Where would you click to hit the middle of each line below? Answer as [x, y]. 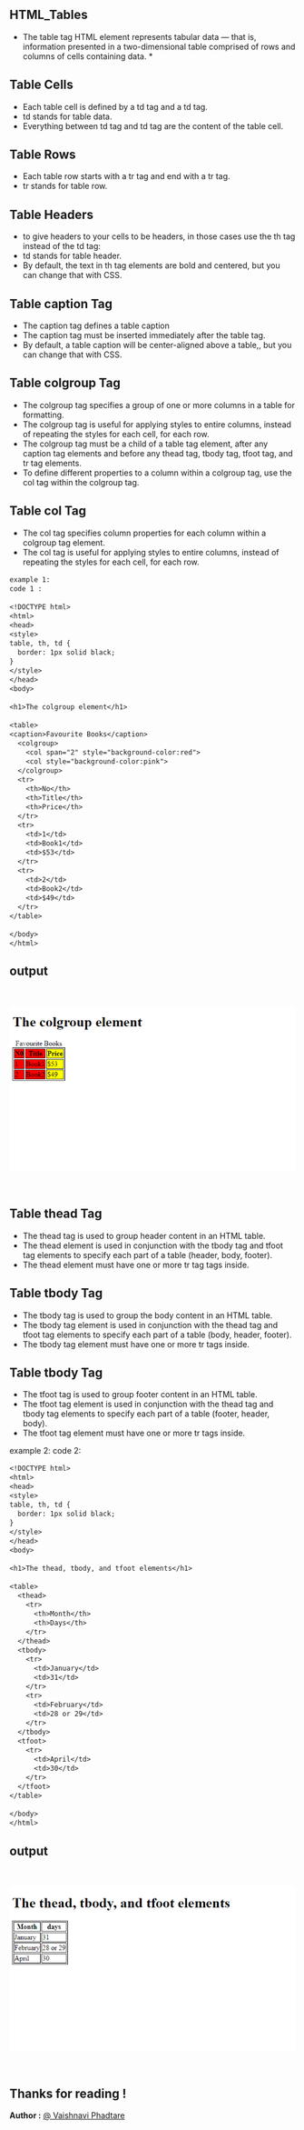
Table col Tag [48, 511]
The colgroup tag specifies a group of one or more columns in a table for [159, 405]
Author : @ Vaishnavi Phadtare [67, 2115]
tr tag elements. [52, 463]
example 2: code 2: [45, 1451]
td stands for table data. [67, 116]
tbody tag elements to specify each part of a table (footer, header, [146, 1414]
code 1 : [26, 589]
